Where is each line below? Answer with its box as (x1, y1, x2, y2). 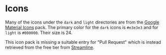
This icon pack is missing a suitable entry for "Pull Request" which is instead (5, 39, 161, 45)
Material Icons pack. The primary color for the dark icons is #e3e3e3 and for (5, 24, 159, 30)
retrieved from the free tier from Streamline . (5, 44, 95, 50)
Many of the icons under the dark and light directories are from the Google (5, 19, 160, 25)
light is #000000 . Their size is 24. (5, 29, 73, 35)
